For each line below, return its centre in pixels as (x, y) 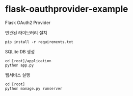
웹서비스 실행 (18, 75)
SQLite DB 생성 (20, 51)
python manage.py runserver (34, 88)
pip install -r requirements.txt (39, 42)
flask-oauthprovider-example (67, 9)
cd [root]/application (28, 61)
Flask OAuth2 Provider (28, 23)
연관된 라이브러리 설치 (26, 32)
